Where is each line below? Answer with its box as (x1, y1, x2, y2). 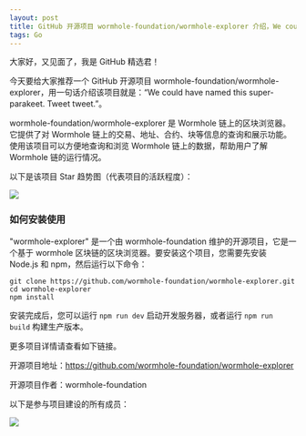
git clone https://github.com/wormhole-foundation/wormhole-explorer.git (9, 277, 296, 286)
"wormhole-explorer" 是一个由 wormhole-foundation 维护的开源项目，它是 (9, 236, 289, 247)
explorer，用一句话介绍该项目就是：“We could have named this (9, 87, 248, 98)
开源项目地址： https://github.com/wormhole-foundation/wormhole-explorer (9, 360, 294, 370)
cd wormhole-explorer (9, 284, 92, 294)
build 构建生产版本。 (9, 320, 88, 332)
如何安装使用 (9, 213, 66, 226)
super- (249, 87, 275, 98)
